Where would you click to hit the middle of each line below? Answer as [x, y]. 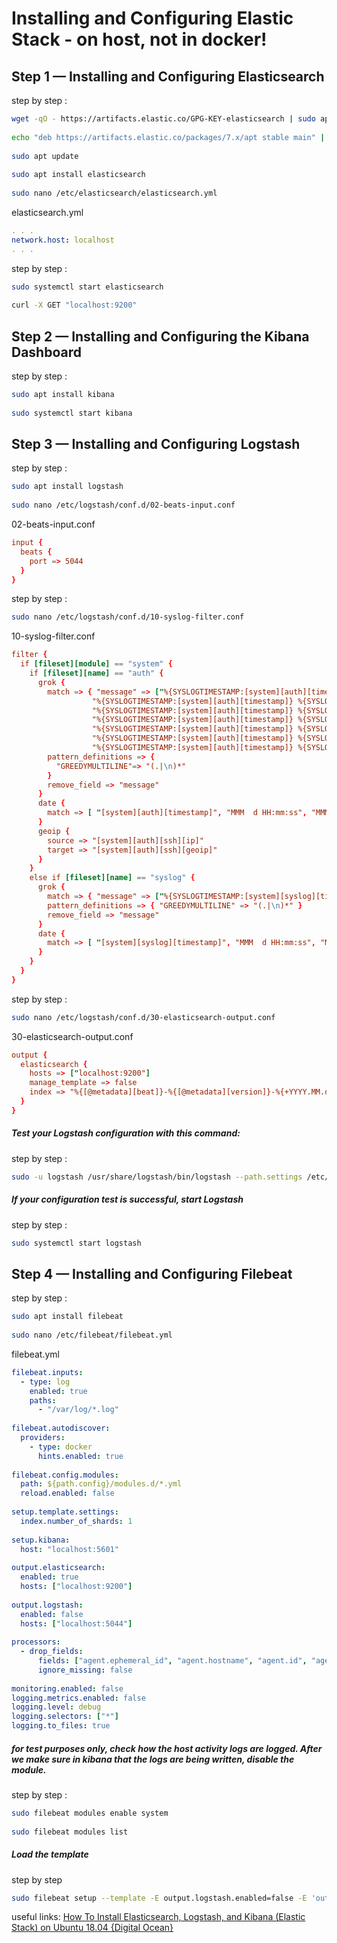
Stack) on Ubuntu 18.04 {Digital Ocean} [92, 1928]
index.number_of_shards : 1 [76, 1521]
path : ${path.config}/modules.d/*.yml [101, 1484]
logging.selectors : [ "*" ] [65, 1717]
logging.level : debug [56, 1707]
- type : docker [61, 1447]
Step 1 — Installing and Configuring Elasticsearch [168, 76]
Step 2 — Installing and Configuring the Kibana [160, 336]
